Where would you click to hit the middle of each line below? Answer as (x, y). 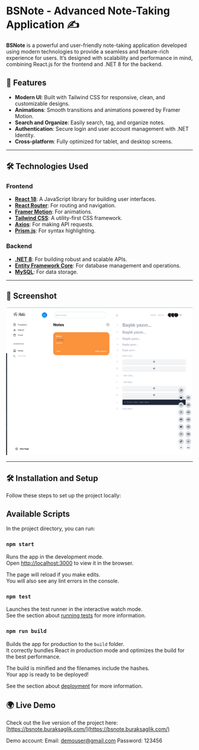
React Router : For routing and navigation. (65, 206)
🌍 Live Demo (31, 705)
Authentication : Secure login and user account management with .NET (102, 128)
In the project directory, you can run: (51, 528)
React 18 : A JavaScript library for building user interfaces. (85, 199)
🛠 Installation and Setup (52, 478)
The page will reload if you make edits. (53, 575)
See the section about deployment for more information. (75, 686)
